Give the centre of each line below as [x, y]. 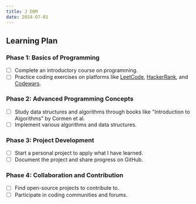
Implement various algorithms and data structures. [75, 125]
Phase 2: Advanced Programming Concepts [70, 99]
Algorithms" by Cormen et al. [50, 118]
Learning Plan [32, 41]
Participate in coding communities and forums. [71, 195]
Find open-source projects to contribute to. [67, 188]
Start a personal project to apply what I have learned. [79, 153]
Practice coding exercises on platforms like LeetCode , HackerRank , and [101, 77]
